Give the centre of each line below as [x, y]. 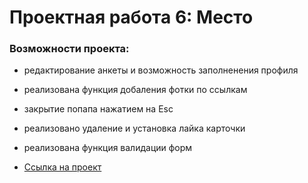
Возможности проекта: [69, 49]
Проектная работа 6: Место [131, 17]
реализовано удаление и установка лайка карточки [134, 128]
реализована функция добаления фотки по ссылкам [135, 90]
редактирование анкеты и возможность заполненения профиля [161, 70]
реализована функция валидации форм [108, 148]
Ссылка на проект [62, 167]
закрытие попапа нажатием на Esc [98, 109]
